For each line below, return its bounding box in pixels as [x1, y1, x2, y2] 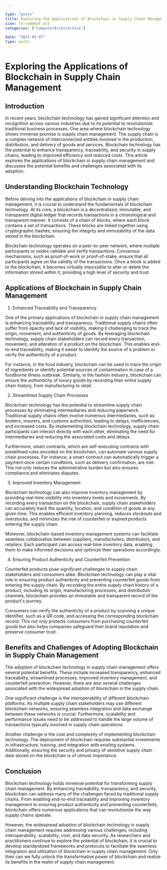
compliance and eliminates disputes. [5, 470, 80, 476]
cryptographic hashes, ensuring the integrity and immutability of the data [5, 228, 155, 234]
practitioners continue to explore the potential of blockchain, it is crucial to [5, 838, 158, 844]
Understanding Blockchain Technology [5, 183, 129, 191]
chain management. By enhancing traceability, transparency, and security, [5, 786, 158, 792]
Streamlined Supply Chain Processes [12, 392, 88, 398]
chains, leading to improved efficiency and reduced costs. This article [5, 152, 148, 158]
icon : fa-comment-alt [5, 21, 50, 26]
